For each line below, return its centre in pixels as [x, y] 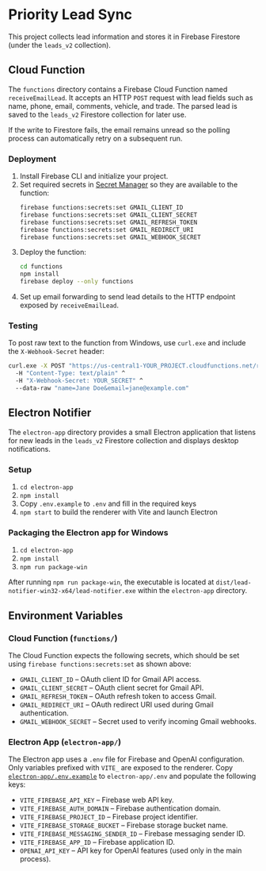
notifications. [30, 449]
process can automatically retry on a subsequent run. [95, 138]
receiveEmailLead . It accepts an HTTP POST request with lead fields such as [131, 98]
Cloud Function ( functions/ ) [63, 638]
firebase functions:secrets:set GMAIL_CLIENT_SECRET [108, 215]
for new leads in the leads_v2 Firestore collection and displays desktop [123, 440]
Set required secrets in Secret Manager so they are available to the [129, 185]
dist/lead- [234, 583]
